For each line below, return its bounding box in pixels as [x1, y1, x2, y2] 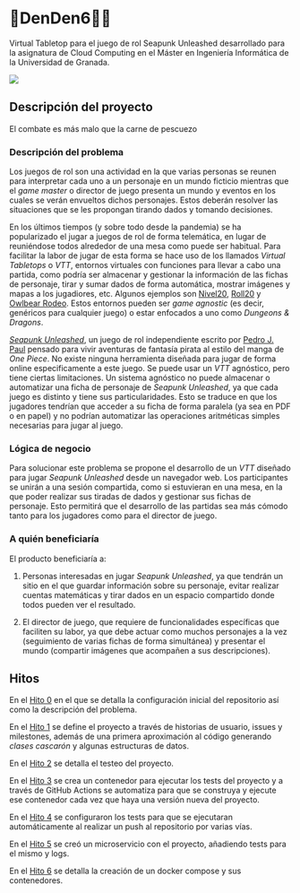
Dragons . [9, 317, 44, 328]
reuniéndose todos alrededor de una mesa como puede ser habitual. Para [9, 241, 281, 252]
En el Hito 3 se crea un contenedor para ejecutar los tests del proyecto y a [9, 776, 284, 786]
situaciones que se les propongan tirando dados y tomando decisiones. [9, 204, 273, 215]
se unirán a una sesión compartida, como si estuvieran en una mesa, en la [9, 481, 283, 492]
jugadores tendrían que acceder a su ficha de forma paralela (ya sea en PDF [9, 401, 291, 412]
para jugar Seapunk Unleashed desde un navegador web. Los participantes [9, 473, 288, 483]
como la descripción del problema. [9, 704, 138, 715]
